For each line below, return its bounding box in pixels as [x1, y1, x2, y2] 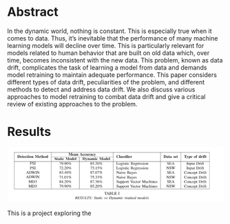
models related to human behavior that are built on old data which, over [7, 49, 210, 57]
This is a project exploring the [7, 209, 92, 217]
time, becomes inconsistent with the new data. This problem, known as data [7, 56, 223, 64]
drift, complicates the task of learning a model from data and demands [7, 63, 208, 71]
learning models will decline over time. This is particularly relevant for [7, 41, 205, 49]
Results [7, 124, 52, 139]
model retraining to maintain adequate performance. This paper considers [7, 70, 217, 79]
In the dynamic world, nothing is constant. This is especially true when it [7, 27, 212, 35]
